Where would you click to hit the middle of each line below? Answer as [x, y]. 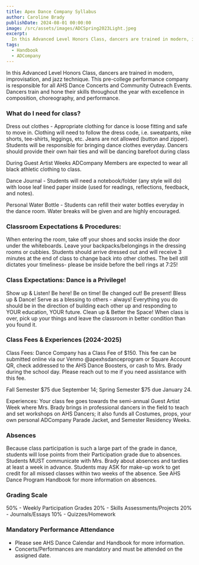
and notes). [20, 193]
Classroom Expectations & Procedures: [64, 226]
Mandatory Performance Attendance [60, 530]
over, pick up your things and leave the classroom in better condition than [96, 318]
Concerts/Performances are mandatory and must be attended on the [99, 549]
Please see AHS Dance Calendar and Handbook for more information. [100, 542]
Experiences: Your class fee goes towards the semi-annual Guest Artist [93, 401]
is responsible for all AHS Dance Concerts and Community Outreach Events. [99, 85]
